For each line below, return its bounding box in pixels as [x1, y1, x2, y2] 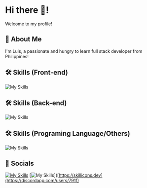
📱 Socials [5, 159, 35, 167]
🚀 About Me [5, 35, 42, 43]
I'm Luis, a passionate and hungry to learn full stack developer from [5, 48, 143, 54]
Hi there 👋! [5, 4, 49, 16]
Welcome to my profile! [5, 21, 53, 27]
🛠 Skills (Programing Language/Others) [5, 129, 131, 138]
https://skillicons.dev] [58, 172, 103, 178]
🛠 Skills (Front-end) [5, 69, 68, 77]
